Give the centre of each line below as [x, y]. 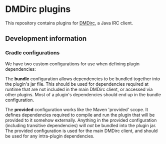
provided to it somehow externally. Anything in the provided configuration [81, 120]
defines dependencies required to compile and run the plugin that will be [80, 115]
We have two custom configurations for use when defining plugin [72, 64]
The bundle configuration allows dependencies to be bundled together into [83, 79]
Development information [46, 39]
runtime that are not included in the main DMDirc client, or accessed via [79, 89]
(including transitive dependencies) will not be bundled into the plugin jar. [81, 125]
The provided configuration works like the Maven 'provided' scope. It [77, 109]
